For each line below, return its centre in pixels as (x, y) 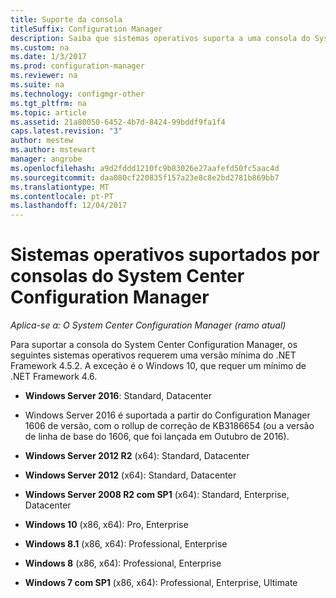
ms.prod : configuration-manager (77, 66)
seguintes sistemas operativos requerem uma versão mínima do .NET (153, 355)
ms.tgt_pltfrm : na (48, 103)
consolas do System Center (127, 276)
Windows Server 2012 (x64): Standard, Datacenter (130, 475)
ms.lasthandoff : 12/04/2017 (69, 206)
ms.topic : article (48, 112)
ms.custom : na (40, 47)
